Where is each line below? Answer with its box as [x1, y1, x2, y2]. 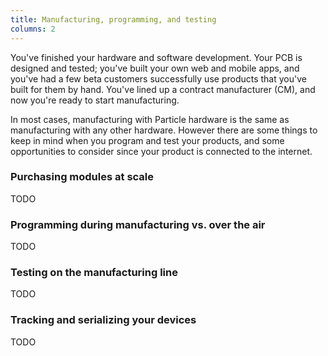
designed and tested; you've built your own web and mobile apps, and [10, 62, 300, 74]
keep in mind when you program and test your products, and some [10, 134, 285, 146]
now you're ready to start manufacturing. [10, 94, 180, 106]
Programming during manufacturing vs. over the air [10, 217, 266, 231]
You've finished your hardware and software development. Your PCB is [10, 51, 303, 63]
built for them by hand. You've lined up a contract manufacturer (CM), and [10, 83, 316, 95]
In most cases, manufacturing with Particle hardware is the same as [10, 113, 290, 125]
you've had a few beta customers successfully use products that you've [10, 72, 307, 85]
